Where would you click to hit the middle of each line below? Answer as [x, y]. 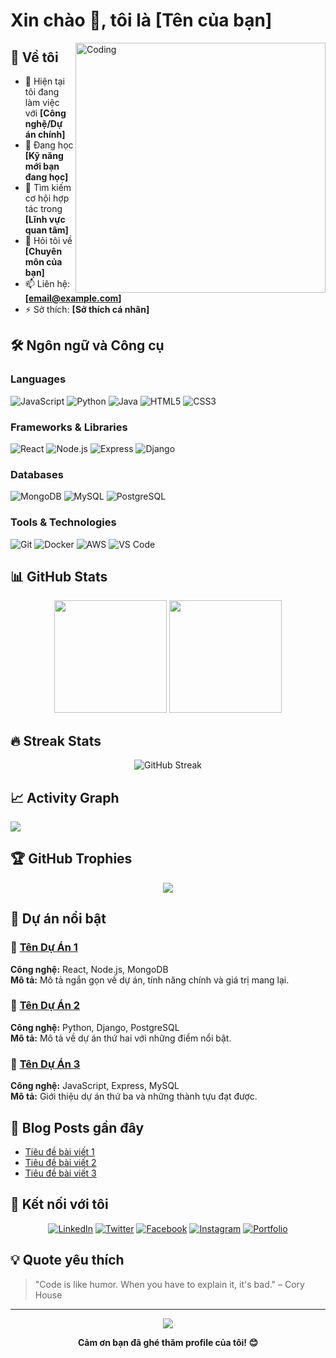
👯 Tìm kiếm [48, 187]
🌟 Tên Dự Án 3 [45, 1064]
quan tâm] [46, 230]
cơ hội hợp [47, 198]
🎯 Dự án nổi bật [58, 919]
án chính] [45, 134]
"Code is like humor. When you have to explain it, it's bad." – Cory [169, 1284]
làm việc [42, 102]
